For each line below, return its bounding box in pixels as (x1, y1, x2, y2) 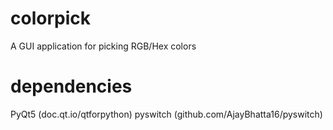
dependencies (10, 75, 133, 98)
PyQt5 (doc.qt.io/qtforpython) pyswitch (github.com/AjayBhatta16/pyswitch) (10, 108, 323, 120)
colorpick (10, 7, 91, 30)
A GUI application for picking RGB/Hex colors (10, 40, 197, 52)
